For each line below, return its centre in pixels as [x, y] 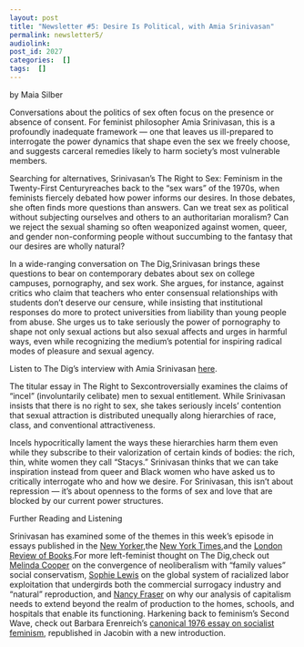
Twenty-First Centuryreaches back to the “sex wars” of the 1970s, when [145, 188]
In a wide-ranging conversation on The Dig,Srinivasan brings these [135, 263]
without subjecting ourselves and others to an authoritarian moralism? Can [149, 217]
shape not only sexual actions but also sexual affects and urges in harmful [148, 331]
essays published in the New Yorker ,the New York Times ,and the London [146, 545]
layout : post [34, 18]
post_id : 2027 [36, 52]
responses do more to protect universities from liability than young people [148, 312]
